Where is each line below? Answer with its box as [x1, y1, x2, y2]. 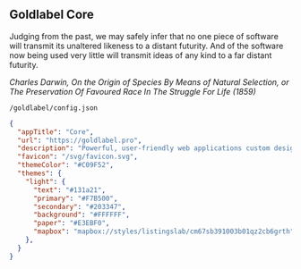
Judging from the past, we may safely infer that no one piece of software [9, 30, 279, 41]
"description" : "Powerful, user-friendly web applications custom [17, 144, 271, 153]
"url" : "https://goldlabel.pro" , [17, 136, 142, 145]
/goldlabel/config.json [9, 103, 99, 113]
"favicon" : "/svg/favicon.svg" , [17, 152, 139, 162]
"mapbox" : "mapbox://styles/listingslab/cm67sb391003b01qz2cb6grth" [32, 227, 295, 236]
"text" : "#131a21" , [32, 185, 106, 195]
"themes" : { [17, 169, 63, 178]
